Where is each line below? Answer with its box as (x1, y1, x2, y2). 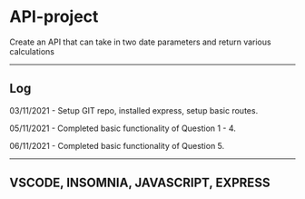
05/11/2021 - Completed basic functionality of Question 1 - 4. (9, 123, 236, 134)
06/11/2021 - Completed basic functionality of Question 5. (9, 140, 225, 151)
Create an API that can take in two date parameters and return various (9, 36, 271, 47)
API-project (9, 6, 99, 27)
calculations (9, 45, 54, 56)
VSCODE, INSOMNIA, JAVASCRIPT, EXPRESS (9, 175, 271, 191)
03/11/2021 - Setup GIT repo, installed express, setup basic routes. (9, 104, 259, 115)
